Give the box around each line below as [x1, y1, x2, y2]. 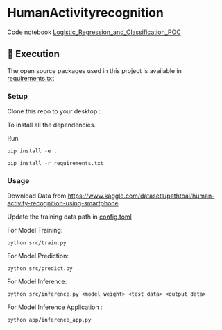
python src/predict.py [7, 265, 73, 272]
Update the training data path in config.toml [7, 212, 132, 221]
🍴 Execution [7, 48, 60, 60]
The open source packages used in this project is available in [7, 66, 182, 74]
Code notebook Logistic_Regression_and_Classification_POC [7, 28, 182, 36]
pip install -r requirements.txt [7, 160, 104, 167]
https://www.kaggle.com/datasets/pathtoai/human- [67, 191, 215, 200]
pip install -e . [7, 148, 58, 155]
